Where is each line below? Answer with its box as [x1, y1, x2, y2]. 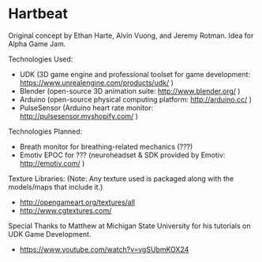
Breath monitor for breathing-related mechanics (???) [19, 142, 193, 151]
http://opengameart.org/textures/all [19, 197, 136, 207]
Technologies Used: [8, 54, 73, 64]
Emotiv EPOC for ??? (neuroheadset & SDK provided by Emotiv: [19, 150, 226, 160]
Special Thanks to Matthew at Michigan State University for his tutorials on [8, 221, 251, 231]
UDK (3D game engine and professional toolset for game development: [19, 69, 251, 79]
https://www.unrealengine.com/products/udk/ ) [19, 78, 174, 87]
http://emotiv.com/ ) [19, 158, 85, 168]
